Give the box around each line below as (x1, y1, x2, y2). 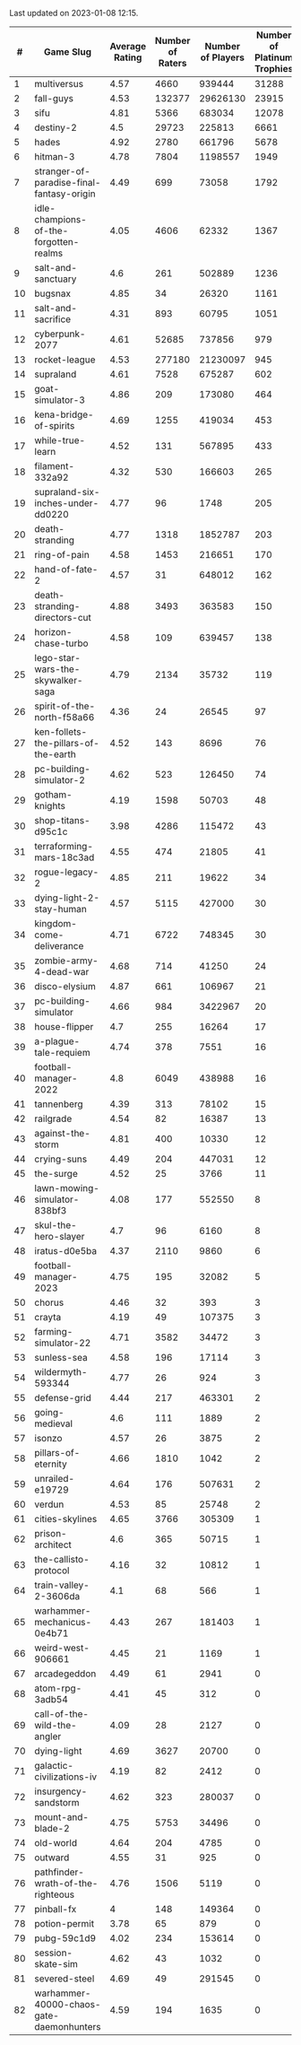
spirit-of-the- (34, 700, 96, 712)
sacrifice (34, 313, 72, 326)
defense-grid (34, 1392, 91, 1404)
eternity (34, 1458, 67, 1470)
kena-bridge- (34, 408, 94, 421)
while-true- (34, 434, 86, 447)
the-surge (34, 1168, 78, 1179)
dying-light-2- (34, 892, 100, 904)
